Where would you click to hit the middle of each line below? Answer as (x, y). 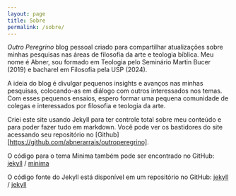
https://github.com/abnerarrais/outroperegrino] (78, 142)
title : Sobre (26, 21)
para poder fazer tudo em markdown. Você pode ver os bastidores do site (115, 127)
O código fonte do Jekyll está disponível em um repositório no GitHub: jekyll (118, 177)
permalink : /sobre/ (36, 27)
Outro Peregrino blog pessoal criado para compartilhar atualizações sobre (116, 47)
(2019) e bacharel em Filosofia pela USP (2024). (77, 70)
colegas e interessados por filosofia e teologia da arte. (87, 106)
